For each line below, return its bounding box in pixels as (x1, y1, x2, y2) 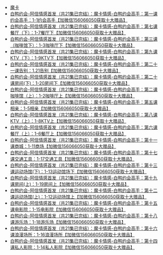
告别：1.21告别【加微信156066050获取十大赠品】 (19, 68, 121, 73)
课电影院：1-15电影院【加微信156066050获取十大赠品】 (10, 207, 126, 212)
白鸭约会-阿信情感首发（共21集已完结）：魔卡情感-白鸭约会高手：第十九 (10, 175, 157, 181)
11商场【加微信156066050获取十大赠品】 (31, 143, 117, 149)
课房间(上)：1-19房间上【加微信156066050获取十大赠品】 (10, 181, 129, 187)
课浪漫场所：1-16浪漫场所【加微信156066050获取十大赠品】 (10, 232, 135, 237)
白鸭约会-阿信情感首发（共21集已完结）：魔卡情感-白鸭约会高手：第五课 (10, 99, 157, 105)
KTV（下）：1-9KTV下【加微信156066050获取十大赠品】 (10, 55, 127, 61)
